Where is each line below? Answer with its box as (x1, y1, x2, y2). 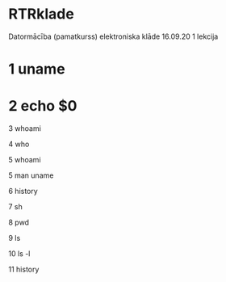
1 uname (8, 60, 66, 78)
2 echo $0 (8, 97, 77, 116)
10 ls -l (8, 249, 31, 259)
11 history (8, 264, 40, 275)
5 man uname (8, 170, 54, 180)
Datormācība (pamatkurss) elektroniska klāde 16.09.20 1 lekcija (8, 32, 219, 41)
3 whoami (8, 124, 42, 133)
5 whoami (8, 155, 42, 165)
